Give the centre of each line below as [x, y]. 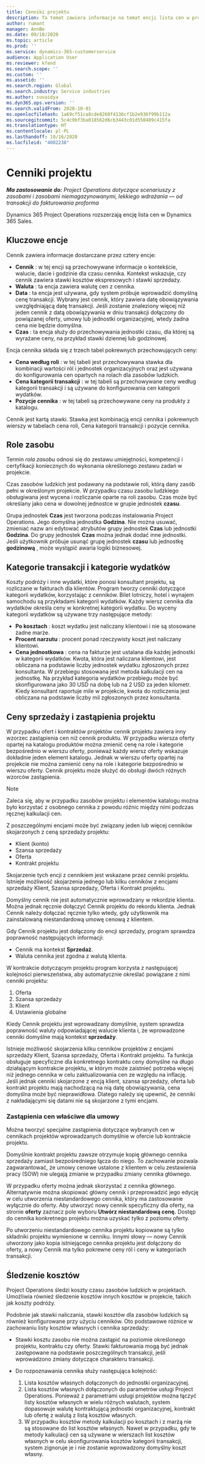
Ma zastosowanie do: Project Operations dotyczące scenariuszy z [91, 189]
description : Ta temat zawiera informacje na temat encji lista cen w [98, 18]
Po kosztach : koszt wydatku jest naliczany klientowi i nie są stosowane [106, 626]
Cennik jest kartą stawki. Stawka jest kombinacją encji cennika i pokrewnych [103, 419]
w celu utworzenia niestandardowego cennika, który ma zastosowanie [95, 1199]
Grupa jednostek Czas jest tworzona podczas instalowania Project [90, 515]
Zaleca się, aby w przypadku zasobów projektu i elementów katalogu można [103, 800]
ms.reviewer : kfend [31, 63]
